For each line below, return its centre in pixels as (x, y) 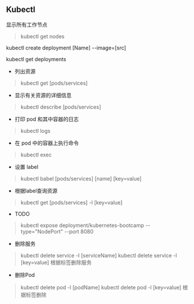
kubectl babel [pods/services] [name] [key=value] (81, 178)
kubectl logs (36, 131)
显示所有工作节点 (27, 24)
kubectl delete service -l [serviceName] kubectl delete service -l (99, 255)
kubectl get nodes (42, 36)
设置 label (26, 166)
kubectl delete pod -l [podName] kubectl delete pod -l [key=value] (101, 287)
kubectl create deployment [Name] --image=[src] (66, 48)
